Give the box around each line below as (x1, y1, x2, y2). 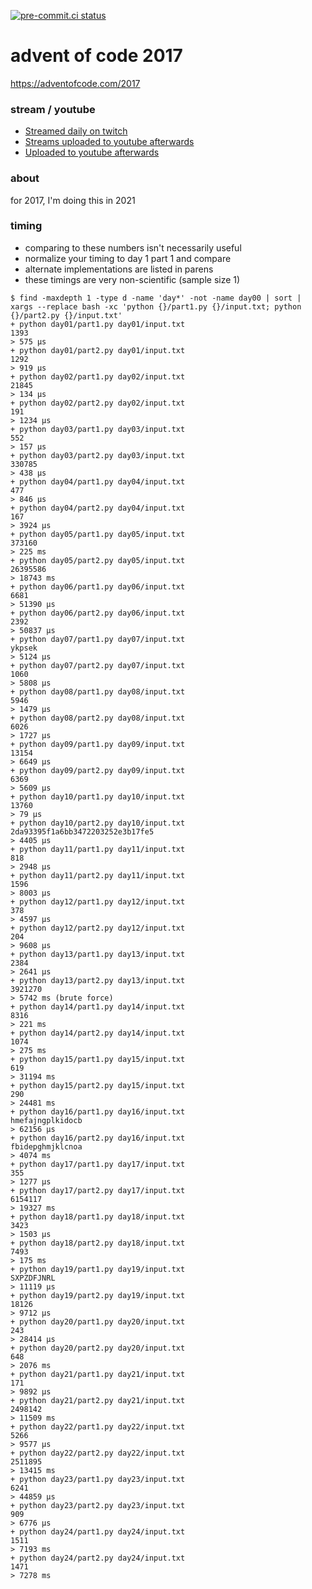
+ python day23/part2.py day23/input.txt (10, 1500, 186, 1510)
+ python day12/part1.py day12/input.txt (10, 896, 186, 907)
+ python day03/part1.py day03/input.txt (10, 424, 186, 434)
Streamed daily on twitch (24, 125, 128, 137)
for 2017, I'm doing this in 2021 (10, 194, 136, 206)
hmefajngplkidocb (10, 1115, 83, 1125)
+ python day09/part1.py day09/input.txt (10, 739, 186, 749)
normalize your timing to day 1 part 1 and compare (24, 252, 232, 264)
